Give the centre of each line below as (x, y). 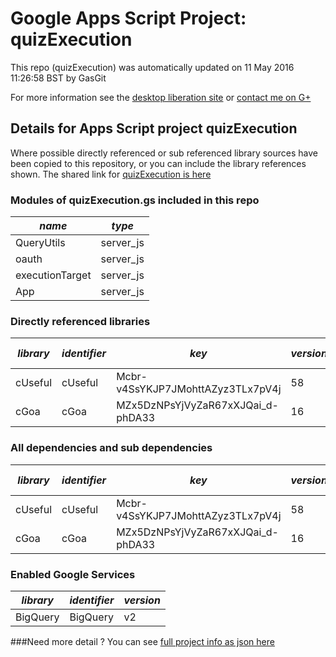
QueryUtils (40, 243)
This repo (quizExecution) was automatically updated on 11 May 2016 (152, 67)
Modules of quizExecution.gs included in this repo (135, 200)
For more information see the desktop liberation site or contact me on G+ (161, 97)
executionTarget (53, 275)
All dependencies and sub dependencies (111, 448)
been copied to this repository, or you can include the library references (158, 163)
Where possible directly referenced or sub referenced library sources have (164, 153)
